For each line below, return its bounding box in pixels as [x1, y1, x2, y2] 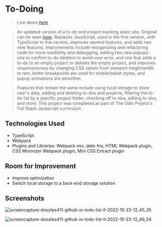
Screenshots [5, 194, 45, 202]
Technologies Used [5, 120, 65, 128]
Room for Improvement [5, 162, 76, 171]
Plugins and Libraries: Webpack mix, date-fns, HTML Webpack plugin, [12, 142, 153, 149]
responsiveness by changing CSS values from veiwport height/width [16, 65, 154, 71]
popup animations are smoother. [16, 75, 82, 81]
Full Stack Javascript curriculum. [16, 105, 83, 111]
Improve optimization [12, 175, 55, 181]
